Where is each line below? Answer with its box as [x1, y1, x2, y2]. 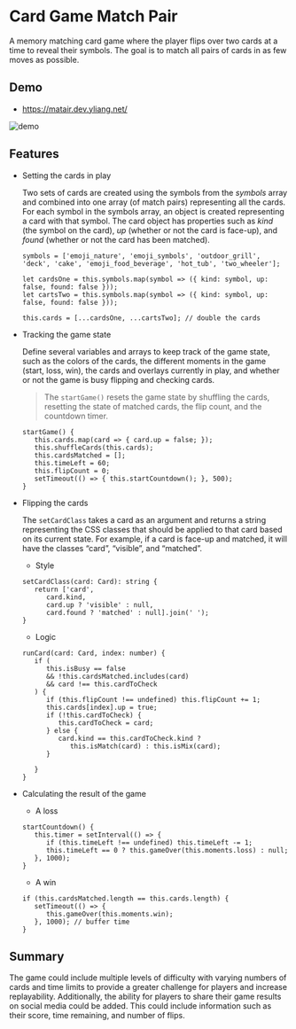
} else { [45, 726, 79, 735]
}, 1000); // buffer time [34, 917, 130, 926]
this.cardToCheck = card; [58, 718, 154, 728]
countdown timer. [43, 410, 109, 421]
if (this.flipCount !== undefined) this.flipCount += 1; [45, 695, 261, 704]
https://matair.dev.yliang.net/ [21, 104, 129, 114]
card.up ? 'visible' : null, [45, 600, 154, 609]
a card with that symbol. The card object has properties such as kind [21, 215, 274, 226]
